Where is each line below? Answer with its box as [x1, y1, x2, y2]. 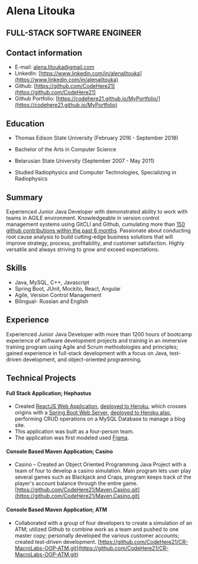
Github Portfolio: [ [14, 95, 58, 102]
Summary [6, 192, 43, 202]
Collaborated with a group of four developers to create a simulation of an [14, 519, 193, 526]
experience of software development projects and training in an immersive [6, 337, 187, 344]
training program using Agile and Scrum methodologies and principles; [6, 343, 178, 350]
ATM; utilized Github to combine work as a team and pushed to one [14, 525, 179, 533]
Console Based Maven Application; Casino [6, 448, 113, 455]
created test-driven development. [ [14, 538, 100, 545]
